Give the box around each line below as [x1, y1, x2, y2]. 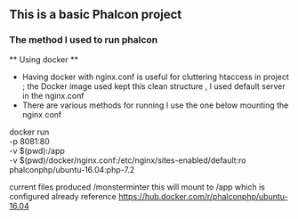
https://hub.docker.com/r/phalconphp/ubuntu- [118, 191, 288, 201]
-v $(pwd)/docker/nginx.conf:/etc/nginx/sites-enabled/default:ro [9, 155, 246, 166]
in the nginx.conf [21, 90, 85, 101]
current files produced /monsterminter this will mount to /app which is [9, 182, 265, 192]
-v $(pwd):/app [9, 145, 65, 156]
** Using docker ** [9, 53, 78, 65]
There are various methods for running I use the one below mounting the [21, 100, 289, 110]
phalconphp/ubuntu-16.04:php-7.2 [9, 164, 135, 174]
